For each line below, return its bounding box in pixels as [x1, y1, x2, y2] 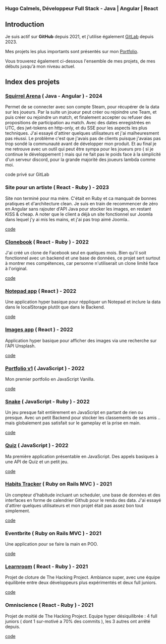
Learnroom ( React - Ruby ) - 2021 [5, 563, 88, 570]
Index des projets [5, 78, 60, 86]
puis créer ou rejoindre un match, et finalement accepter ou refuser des [5, 114, 152, 120]
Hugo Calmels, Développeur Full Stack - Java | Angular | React [5, 5, 159, 12]
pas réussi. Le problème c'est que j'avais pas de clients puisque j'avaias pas [5, 136, 161, 142]
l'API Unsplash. [5, 343, 36, 349]
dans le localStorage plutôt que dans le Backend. [5, 304, 105, 310]
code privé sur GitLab [5, 171, 50, 177]
